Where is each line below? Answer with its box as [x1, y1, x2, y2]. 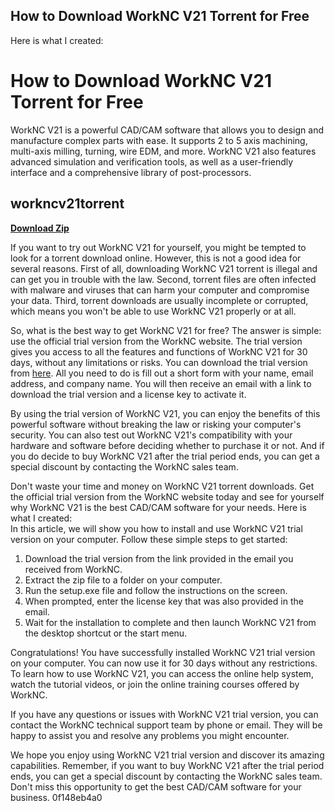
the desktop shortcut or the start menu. [24, 627, 188, 639]
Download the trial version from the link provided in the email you [24, 552, 294, 564]
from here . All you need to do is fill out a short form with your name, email [10, 367, 314, 379]
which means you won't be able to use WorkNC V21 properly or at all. [10, 305, 297, 317]
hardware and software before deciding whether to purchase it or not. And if [10, 439, 325, 451]
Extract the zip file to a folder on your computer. [24, 574, 223, 586]
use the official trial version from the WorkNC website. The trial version [10, 335, 303, 347]
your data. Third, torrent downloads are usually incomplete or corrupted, [10, 294, 309, 306]
